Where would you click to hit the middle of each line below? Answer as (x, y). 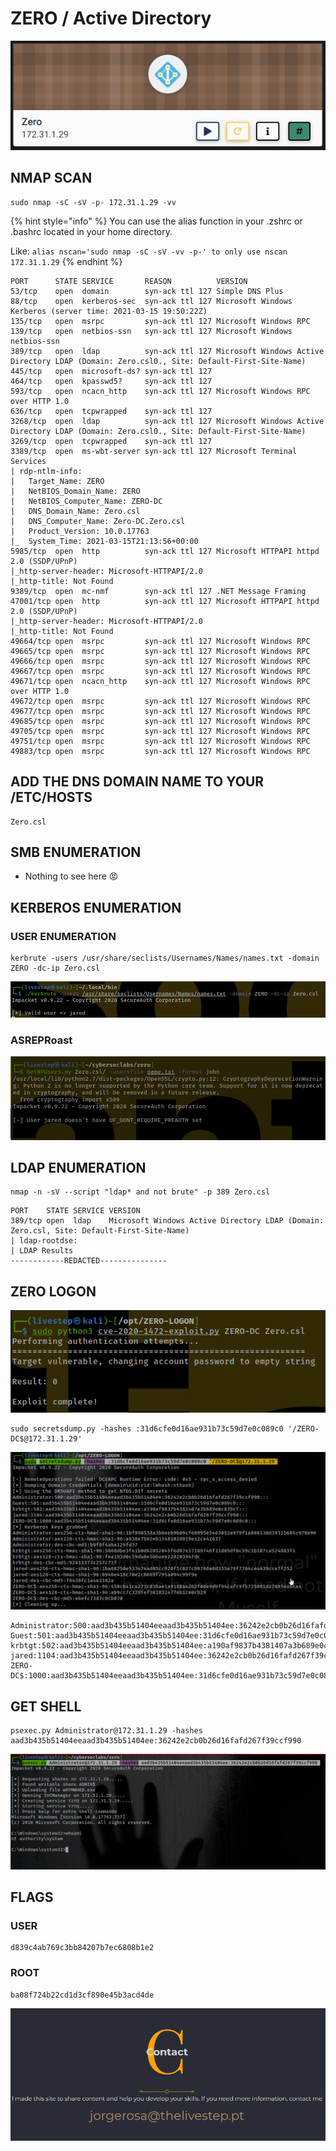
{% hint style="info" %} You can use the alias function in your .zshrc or (156, 221)
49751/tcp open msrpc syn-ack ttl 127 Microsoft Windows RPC (160, 741)
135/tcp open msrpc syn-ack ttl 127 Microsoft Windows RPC (160, 321)
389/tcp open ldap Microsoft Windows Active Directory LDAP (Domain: (167, 1221)
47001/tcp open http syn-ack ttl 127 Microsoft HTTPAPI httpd (165, 601)
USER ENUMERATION (63, 936)
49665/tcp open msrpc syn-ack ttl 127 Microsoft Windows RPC (160, 651)
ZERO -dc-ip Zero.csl (55, 968)
